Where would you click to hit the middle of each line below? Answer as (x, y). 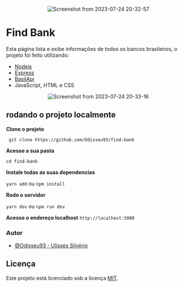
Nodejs (23, 66)
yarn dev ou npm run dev (36, 206)
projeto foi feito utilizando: (37, 55)
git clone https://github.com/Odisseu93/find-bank (71, 140)
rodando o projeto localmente (61, 115)
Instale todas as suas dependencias (51, 172)
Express (24, 73)
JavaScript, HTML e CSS (44, 85)
